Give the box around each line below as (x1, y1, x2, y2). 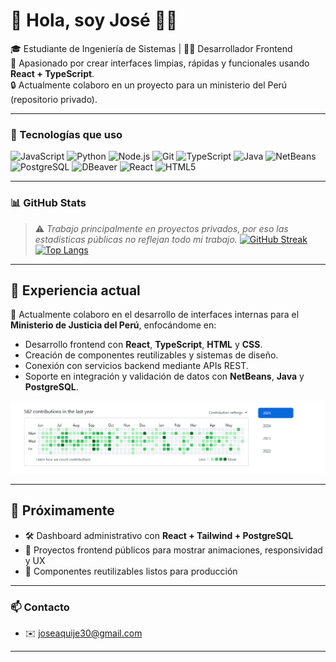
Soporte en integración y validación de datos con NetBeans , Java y (24, 370, 305, 383)
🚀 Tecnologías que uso (10, 127, 123, 141)
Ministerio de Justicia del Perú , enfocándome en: (10, 319, 217, 331)
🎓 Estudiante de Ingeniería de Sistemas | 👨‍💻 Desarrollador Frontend (10, 42, 293, 54)
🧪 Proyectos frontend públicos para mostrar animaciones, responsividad (24, 544, 323, 556)
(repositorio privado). (10, 93, 98, 105)
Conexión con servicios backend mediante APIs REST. (24, 360, 249, 372)
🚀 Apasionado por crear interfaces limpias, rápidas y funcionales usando (10, 57, 310, 69)
